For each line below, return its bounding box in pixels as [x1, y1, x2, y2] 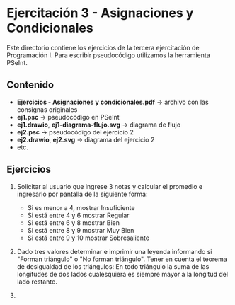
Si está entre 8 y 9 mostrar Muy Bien [27, 226, 134, 234]
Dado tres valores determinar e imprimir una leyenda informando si [16, 247, 212, 255]
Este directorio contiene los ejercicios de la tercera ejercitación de [6, 43, 200, 52]
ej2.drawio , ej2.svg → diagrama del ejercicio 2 [16, 135, 155, 144]
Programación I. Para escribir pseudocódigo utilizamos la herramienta [6, 51, 210, 59]
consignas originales [16, 105, 78, 114]
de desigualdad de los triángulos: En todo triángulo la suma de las [16, 262, 210, 270]
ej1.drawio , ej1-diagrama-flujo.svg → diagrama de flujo [16, 120, 181, 129]
